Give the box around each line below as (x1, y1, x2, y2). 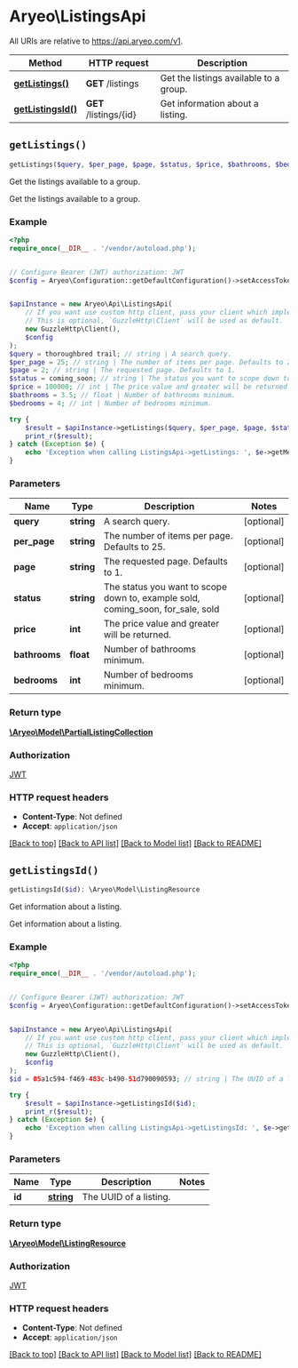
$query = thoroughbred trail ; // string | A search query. (9, 349, 232, 358)
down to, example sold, (103, 592, 200, 604)
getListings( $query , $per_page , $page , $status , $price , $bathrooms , (9, 160, 272, 169)
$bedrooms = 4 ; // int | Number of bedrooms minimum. (9, 398, 213, 408)
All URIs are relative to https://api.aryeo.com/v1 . (9, 36, 184, 46)
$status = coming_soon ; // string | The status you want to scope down (9, 374, 279, 383)
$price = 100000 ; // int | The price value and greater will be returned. (9, 382, 292, 392)
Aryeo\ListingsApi (9, 6, 146, 27)
